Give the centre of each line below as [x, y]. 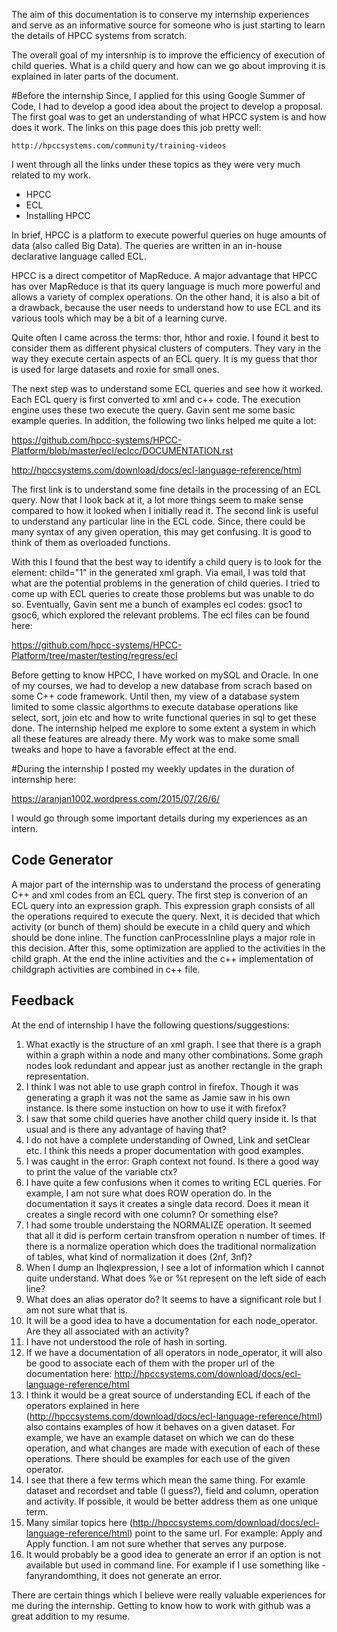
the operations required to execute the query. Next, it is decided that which [166, 916]
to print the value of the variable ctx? [101, 1171]
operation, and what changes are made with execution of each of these [173, 1448]
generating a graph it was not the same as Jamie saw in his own [158, 1097]
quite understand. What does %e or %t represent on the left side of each [176, 1278]
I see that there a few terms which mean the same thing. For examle [165, 1480]
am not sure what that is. [77, 1310]
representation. [57, 1076]
